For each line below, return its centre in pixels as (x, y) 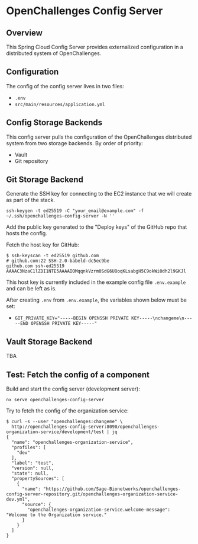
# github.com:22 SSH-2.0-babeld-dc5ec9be (58, 261)
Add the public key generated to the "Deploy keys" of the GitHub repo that (97, 227)
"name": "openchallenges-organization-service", (72, 443)
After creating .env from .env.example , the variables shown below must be (97, 300)
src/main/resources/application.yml (60, 104)
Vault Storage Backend (49, 342)
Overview (25, 33)
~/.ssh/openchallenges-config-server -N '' (61, 216)
